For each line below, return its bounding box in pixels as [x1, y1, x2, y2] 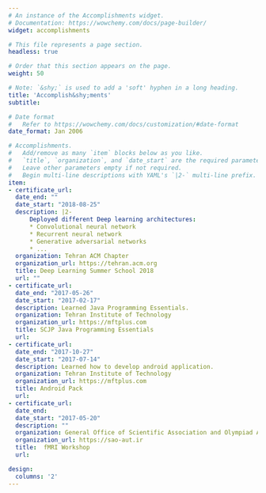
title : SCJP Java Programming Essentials [15, 326, 154, 334]
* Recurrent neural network [28, 230, 123, 238]
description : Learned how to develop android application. [15, 362, 215, 370]
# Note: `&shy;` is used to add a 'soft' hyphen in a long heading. [8, 84, 239, 92]
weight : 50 [8, 70, 44, 78]
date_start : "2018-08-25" [15, 201, 101, 209]
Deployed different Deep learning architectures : [28, 215, 196, 223]
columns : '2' [15, 472, 59, 480]
